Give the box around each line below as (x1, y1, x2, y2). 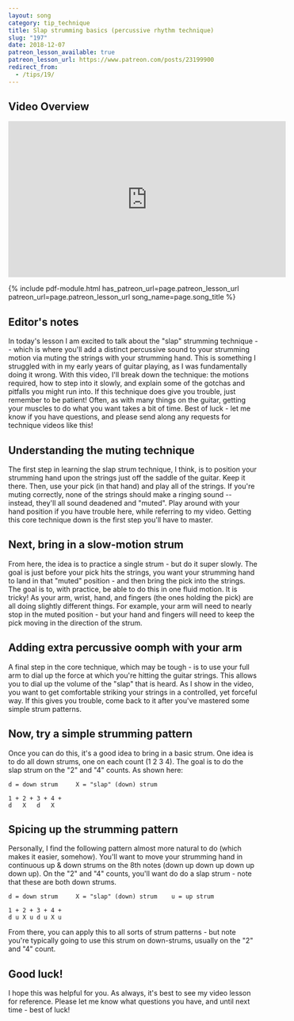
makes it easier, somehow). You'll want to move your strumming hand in (8, 852, 243, 862)
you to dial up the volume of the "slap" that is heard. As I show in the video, (8, 679, 254, 688)
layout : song (8, 11, 52, 20)
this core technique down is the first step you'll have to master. (8, 515, 214, 525)
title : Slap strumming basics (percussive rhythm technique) (8, 26, 215, 34)
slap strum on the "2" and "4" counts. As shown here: (8, 765, 184, 774)
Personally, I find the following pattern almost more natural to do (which (8, 843, 242, 853)
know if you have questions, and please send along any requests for (8, 412, 231, 422)
